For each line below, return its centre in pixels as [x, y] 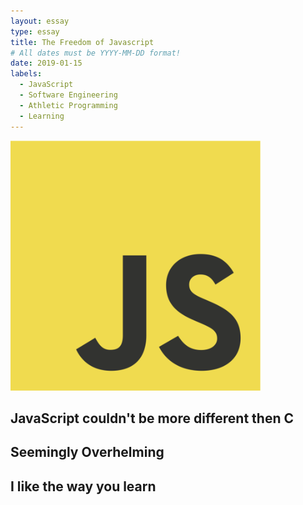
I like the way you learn [83, 486]
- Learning [42, 116]
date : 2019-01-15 [46, 63]
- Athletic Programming [68, 105]
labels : [26, 74]
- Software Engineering [68, 95]
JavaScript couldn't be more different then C [152, 418]
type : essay [35, 31]
